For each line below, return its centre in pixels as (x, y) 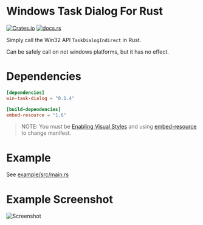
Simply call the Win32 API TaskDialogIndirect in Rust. (74, 40)
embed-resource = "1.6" (36, 115)
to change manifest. (46, 133)
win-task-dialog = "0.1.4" (40, 98)
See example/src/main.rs (37, 174)
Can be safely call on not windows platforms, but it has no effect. (88, 52)
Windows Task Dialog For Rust (84, 11)
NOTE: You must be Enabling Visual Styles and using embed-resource (109, 127)
